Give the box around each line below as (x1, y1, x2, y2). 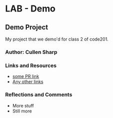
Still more (12, 108, 32, 114)
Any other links (12, 78, 44, 85)
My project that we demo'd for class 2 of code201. (5, 36, 109, 42)
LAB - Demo (5, 3, 56, 14)
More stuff (12, 102, 34, 108)
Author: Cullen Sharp (5, 48, 58, 55)
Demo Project (5, 23, 48, 31)
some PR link (12, 73, 39, 79)
